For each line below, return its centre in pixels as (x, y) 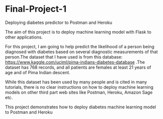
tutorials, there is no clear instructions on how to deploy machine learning (79, 87)
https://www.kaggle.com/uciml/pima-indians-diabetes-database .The (75, 62)
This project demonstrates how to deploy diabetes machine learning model (81, 107)
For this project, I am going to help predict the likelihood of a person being (80, 46)
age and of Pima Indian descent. (38, 72)
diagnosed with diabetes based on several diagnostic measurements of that (81, 52)
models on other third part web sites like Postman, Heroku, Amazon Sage (79, 92)
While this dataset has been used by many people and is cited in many (76, 82)
